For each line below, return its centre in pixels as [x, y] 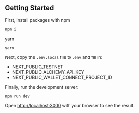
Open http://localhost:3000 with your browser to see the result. [70, 106]
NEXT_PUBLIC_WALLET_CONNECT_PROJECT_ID [62, 77]
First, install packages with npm [38, 20]
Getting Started [30, 8]
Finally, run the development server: [42, 87]
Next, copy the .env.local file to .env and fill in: [54, 57]
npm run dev [17, 96]
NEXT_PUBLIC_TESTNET [37, 67]
